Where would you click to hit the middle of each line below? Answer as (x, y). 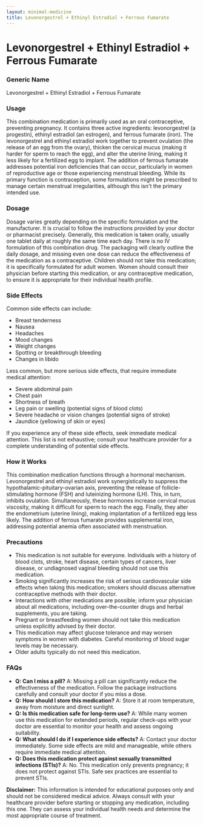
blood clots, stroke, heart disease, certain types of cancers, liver (95, 562)
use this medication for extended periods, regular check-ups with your (103, 719)
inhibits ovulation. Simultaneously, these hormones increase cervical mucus (101, 501)
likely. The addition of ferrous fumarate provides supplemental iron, (90, 520)
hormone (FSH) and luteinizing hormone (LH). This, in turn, (108, 494)
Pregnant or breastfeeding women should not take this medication (98, 620)
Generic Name (28, 80)
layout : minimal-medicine (39, 12)
